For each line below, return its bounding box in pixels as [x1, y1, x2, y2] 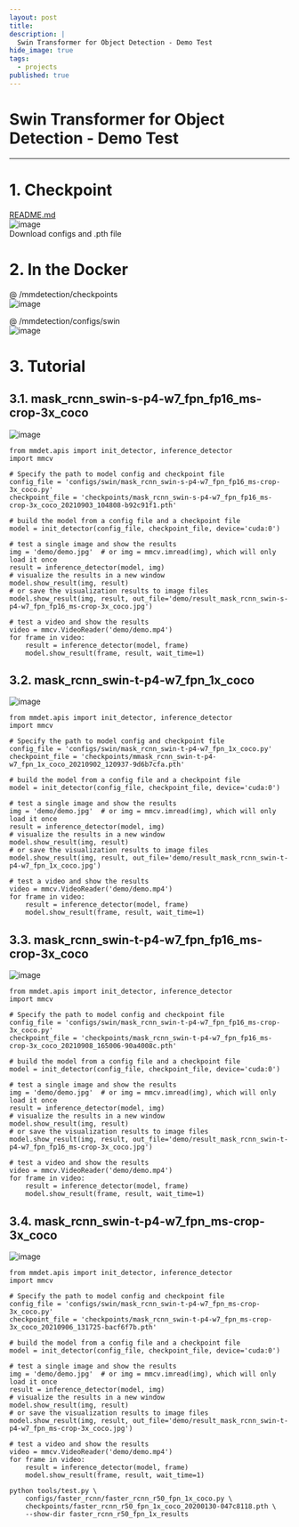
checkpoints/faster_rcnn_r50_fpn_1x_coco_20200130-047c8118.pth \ [25, 1502, 277, 1511]
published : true [9, 71, 69, 80]
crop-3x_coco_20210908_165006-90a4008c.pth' [9, 1042, 177, 1051]
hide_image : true [9, 46, 74, 55]
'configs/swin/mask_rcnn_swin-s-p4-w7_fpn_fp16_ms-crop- [65, 477, 280, 486]
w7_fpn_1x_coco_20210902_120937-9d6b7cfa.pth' [9, 760, 185, 770]
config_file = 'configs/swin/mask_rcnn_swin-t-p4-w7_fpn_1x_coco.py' [9, 745, 273, 754]
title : [9, 21, 34, 30]
